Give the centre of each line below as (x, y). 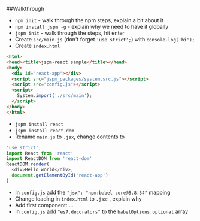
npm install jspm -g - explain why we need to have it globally (92, 27)
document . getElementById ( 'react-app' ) (60, 175)
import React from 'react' (40, 153)
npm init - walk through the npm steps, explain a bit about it (89, 20)
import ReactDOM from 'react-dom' (49, 159)
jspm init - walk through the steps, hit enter (69, 33)
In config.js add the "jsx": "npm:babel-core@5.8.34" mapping (93, 192)
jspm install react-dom (45, 131)
